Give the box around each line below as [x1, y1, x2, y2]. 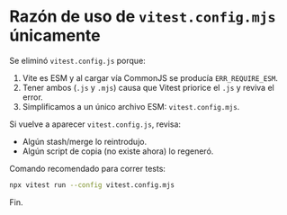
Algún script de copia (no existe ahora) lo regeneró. [22, 146, 214, 157]
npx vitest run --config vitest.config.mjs [9, 180, 175, 190]
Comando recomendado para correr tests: [9, 163, 166, 174]
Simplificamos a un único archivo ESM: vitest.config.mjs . [22, 101, 240, 112]
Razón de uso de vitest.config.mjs [9, 6, 276, 27]
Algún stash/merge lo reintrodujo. [22, 136, 147, 147]
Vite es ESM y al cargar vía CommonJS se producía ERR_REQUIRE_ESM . [22, 72, 279, 83]
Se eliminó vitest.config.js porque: [9, 55, 146, 66]
